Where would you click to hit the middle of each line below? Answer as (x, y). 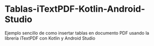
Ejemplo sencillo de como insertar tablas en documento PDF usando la (77, 33)
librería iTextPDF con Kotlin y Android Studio (50, 38)
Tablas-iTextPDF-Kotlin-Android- (75, 9)
